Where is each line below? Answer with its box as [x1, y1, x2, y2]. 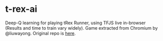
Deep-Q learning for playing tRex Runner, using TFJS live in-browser [5, 20, 146, 26]
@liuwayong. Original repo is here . [5, 30, 76, 36]
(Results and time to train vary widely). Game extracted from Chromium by [5, 25, 158, 31]
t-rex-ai [5, 3, 37, 15]
